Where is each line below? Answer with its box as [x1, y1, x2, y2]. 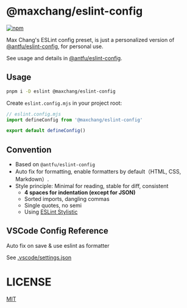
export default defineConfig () [6, 128, 86, 134]
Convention [6, 144, 52, 155]
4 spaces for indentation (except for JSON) [24, 189, 136, 196]
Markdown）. [15, 175, 49, 183]
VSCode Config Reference [6, 226, 108, 236]
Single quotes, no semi [24, 202, 82, 209]
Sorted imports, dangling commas [24, 195, 110, 203]
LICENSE [6, 275, 52, 289]
